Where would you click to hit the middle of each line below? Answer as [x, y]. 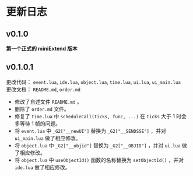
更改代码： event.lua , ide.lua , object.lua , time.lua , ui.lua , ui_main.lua [93, 82]
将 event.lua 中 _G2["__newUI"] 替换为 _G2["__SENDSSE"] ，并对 [90, 131]
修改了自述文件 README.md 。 [48, 101]
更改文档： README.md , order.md [43, 89]
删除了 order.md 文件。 [42, 109]
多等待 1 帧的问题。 [38, 124]
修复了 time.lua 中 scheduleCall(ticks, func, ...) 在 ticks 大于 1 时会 [100, 116]
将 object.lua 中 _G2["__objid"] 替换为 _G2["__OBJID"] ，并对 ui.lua [97, 145]
